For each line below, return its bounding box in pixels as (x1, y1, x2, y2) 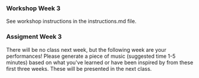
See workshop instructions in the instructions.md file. (6, 18, 137, 25)
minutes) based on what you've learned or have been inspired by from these (6, 58, 194, 66)
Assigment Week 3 (6, 33, 62, 41)
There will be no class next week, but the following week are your (6, 46, 166, 53)
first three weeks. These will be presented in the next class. (6, 65, 152, 72)
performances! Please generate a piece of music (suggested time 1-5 (6, 52, 176, 60)
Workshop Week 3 (6, 4, 61, 13)
